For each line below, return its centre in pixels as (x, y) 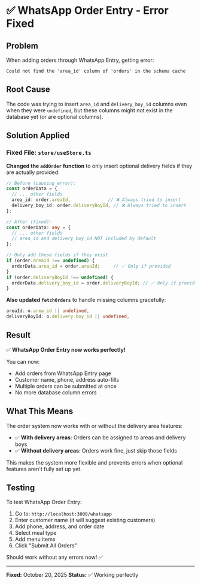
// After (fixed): (29, 222)
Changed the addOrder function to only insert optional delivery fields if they (99, 166)
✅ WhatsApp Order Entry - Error (87, 11)
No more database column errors (56, 392)
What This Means (40, 411)
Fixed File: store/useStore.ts (49, 152)
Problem (22, 46)
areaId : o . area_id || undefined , (48, 311)
